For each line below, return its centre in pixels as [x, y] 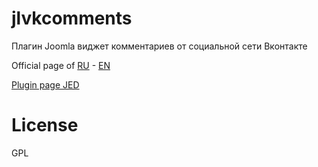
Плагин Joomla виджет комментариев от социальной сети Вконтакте [159, 46]
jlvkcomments [72, 18]
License [45, 125]
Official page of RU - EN [61, 65]
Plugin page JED [45, 84]
